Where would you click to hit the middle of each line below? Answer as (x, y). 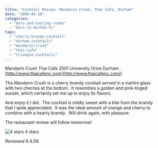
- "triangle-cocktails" (33, 55)
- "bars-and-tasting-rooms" (38, 23)
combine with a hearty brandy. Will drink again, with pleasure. (68, 113)
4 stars (32, 132)
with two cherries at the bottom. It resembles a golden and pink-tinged (76, 88)
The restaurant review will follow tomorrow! (48, 122)
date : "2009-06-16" (25, 14)
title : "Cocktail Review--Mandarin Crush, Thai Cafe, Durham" (69, 9)
